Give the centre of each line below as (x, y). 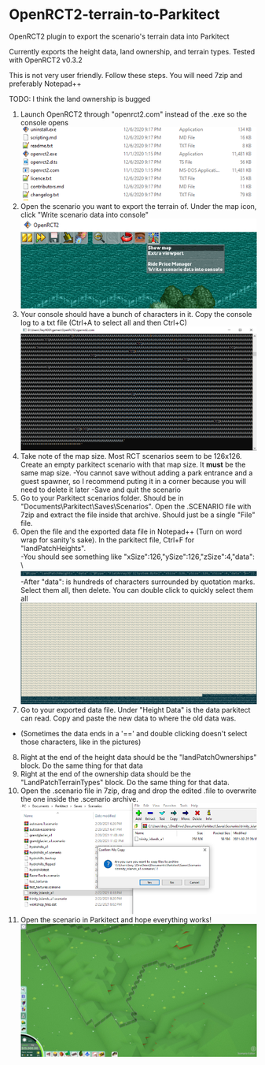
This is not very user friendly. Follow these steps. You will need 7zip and (126, 75)
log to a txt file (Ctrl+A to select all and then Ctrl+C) (104, 323)
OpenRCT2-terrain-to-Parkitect (114, 15)
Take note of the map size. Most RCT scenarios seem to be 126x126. (131, 456)
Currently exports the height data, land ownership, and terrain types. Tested (132, 51)
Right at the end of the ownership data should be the (106, 774)
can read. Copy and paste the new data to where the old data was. (128, 718)
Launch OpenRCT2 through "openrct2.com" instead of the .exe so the (133, 114)
